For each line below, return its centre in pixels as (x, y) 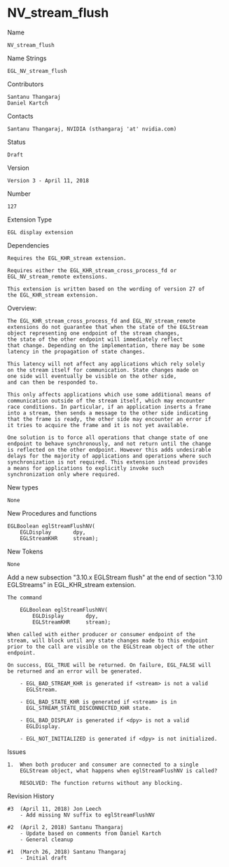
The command (25, 598)
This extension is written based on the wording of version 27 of (106, 289)
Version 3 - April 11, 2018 (48, 180)
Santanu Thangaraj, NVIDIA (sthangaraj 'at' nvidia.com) (92, 129)
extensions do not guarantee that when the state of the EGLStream (108, 327)
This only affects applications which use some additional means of (109, 394)
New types (23, 487)
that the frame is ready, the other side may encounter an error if (109, 419)
